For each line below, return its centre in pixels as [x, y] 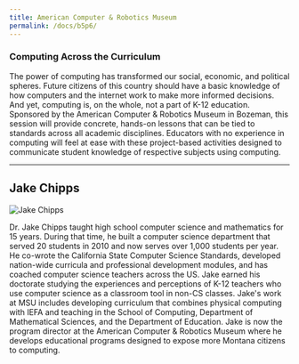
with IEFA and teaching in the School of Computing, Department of [131, 311]
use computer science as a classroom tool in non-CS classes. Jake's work [145, 293]
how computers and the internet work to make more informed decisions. [141, 95]
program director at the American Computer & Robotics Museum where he [145, 331]
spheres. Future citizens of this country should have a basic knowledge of [145, 85]
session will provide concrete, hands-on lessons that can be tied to [132, 123]
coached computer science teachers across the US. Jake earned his [135, 274]
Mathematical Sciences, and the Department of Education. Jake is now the [146, 321]
